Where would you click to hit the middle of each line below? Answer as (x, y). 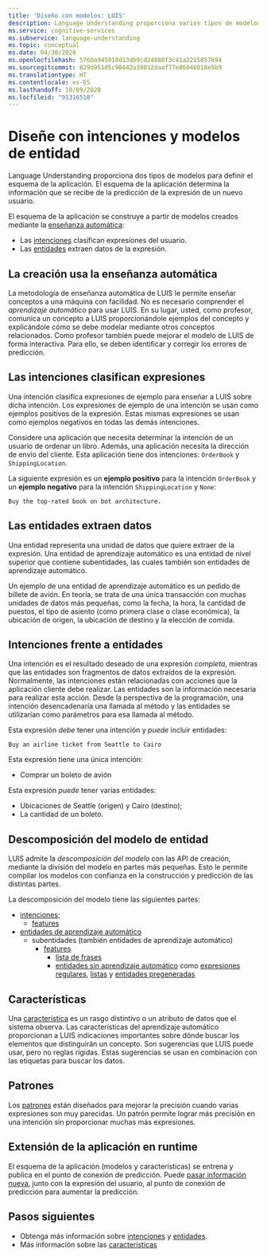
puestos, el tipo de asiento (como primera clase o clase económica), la (124, 611)
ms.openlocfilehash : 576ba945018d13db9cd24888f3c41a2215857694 (115, 61)
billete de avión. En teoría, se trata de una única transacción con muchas (127, 594)
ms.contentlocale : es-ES (49, 82)
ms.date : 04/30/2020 (43, 53)
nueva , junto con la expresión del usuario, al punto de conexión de (117, 1183)
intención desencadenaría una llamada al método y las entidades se (119, 706)
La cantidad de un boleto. (62, 815)
